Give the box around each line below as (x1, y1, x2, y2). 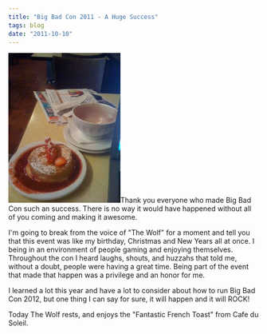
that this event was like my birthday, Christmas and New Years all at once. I (8, 237, 255, 246)
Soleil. (8, 318, 29, 328)
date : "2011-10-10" (8, 30, 73, 38)
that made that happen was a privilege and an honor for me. (8, 270, 206, 280)
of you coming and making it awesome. (8, 213, 138, 222)
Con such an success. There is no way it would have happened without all (8, 204, 252, 213)
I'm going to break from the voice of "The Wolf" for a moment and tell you (8, 228, 250, 237)
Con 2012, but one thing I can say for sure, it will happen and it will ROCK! (8, 294, 250, 304)
